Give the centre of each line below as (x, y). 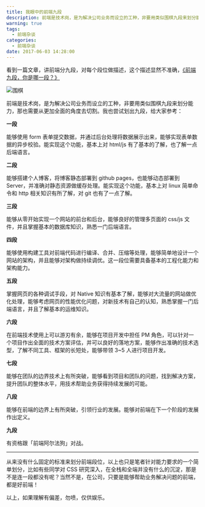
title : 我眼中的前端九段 (34, 12)
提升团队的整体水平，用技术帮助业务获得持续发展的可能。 (78, 383)
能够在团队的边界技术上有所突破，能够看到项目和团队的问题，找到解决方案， (103, 376)
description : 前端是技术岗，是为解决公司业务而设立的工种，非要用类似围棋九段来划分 (101, 18)
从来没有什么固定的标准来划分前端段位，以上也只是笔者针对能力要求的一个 (100, 461)
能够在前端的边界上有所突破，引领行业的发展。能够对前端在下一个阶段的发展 (103, 409)
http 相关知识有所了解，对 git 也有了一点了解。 (77, 193)
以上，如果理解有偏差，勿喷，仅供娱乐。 (57, 497)
